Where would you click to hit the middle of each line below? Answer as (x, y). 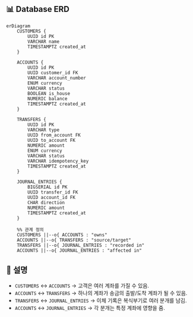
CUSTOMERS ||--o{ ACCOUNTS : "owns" (62, 235)
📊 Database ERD (38, 9)
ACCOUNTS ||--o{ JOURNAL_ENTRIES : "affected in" (80, 251)
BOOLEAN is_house (49, 93)
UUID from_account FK (54, 135)
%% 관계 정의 (31, 230)
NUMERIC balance (48, 99)
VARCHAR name (44, 42)
